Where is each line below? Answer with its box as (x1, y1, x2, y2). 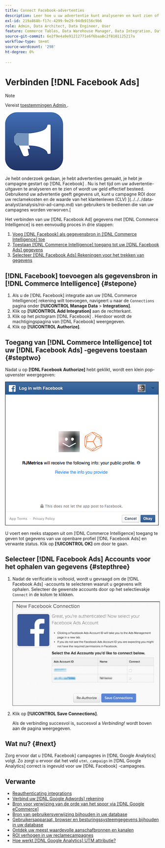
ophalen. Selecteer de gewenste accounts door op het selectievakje (12, 586, 150, 592)
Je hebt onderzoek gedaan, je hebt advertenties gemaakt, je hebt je (5, 175, 142, 182)
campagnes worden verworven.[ (5, 207, 71, 213)
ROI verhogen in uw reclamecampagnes (12, 832, 94, 838)
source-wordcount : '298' (5, 44, 56, 49)
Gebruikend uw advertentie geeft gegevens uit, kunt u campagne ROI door (5, 191, 156, 197)
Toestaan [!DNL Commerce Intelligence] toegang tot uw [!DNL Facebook (12, 242, 160, 248)
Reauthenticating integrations (12, 790, 72, 796)
